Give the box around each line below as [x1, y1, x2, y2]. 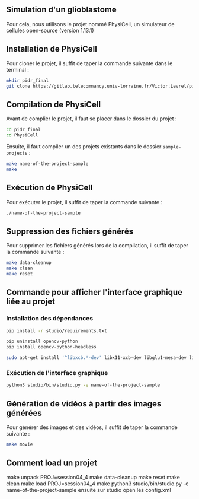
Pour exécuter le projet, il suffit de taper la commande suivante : [6, 198, 163, 205]
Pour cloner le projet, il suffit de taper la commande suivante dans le [6, 59, 173, 67]
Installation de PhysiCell [6, 44, 98, 54]
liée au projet [6, 297, 55, 307]
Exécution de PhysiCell [6, 183, 93, 193]
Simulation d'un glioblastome [6, 5, 117, 15]
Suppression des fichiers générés [6, 226, 134, 236]
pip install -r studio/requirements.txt [6, 328, 108, 334]
